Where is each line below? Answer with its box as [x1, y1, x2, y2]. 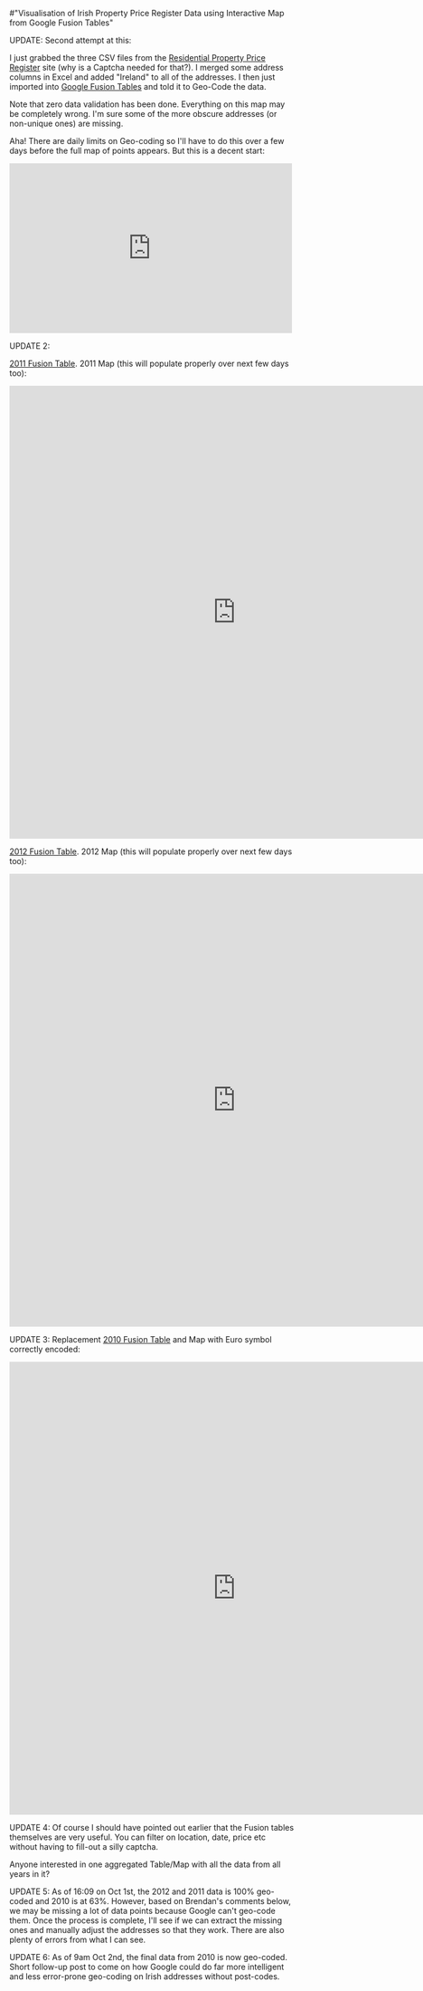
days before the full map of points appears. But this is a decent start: [9, 145, 265, 156]
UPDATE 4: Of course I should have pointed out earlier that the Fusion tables [9, 1823, 295, 1832]
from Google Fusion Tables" [9, 17, 114, 28]
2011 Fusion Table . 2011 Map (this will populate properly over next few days [9, 358, 289, 369]
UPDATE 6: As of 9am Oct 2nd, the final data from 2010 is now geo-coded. [9, 1952, 287, 1962]
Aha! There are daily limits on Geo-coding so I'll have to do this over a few [9, 136, 285, 146]
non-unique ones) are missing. [9, 118, 124, 129]
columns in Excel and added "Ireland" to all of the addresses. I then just [9, 72, 276, 82]
